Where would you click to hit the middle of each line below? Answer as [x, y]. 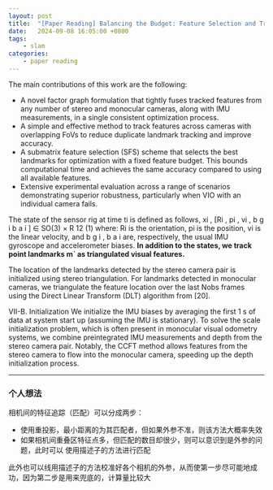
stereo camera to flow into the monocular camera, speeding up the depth [131, 354]
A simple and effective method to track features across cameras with [136, 126]
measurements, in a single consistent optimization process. [119, 117]
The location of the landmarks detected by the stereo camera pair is [122, 270]
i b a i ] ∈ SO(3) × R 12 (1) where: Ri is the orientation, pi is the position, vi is [135, 228]
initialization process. [44, 363]
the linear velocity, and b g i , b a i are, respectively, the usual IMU [119, 236]
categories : [28, 54]
